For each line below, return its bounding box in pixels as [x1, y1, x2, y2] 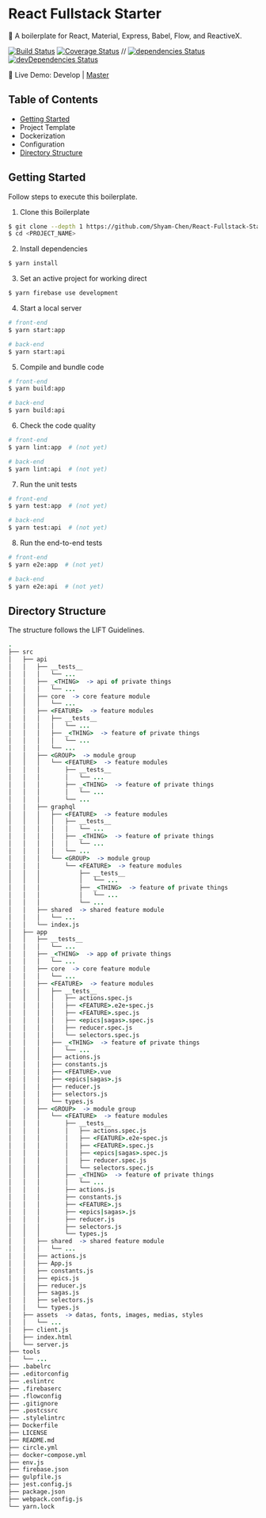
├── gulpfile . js [8, 1473, 62, 1482]
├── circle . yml [8, 1444, 59, 1451]
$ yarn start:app [8, 326, 66, 334]
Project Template [19, 122, 76, 132]
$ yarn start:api [8, 348, 66, 356]
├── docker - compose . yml [8, 1451, 87, 1459]
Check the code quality [19, 421, 97, 430]
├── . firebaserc [8, 1384, 62, 1393]
